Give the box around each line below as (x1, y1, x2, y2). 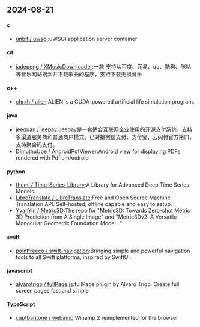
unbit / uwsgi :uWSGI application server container (15, 35, 138, 42)
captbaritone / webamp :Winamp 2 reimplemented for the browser (15, 314, 179, 322)
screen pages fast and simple (15, 287, 89, 294)
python (7, 168, 26, 175)
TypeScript (7, 301, 35, 308)
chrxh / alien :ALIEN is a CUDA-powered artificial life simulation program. (15, 98, 195, 105)
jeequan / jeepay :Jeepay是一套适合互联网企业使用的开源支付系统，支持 (15, 126, 193, 133)
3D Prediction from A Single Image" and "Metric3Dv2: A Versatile (15, 213, 177, 220)
